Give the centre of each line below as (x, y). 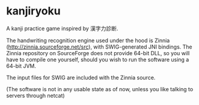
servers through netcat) (35, 95)
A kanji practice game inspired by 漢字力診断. (62, 28)
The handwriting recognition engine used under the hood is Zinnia (88, 40)
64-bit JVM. (21, 66)
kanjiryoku (34, 11)
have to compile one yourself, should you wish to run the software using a (98, 59)
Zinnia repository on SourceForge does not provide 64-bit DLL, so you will (98, 53)
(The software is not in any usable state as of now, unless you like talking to (100, 89)
